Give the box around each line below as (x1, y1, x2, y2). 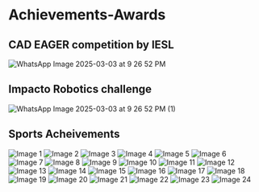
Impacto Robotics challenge (8, 82, 152, 96)
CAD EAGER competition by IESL (8, 38, 175, 52)
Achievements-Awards (8, 6, 166, 24)
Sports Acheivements (8, 127, 120, 141)
